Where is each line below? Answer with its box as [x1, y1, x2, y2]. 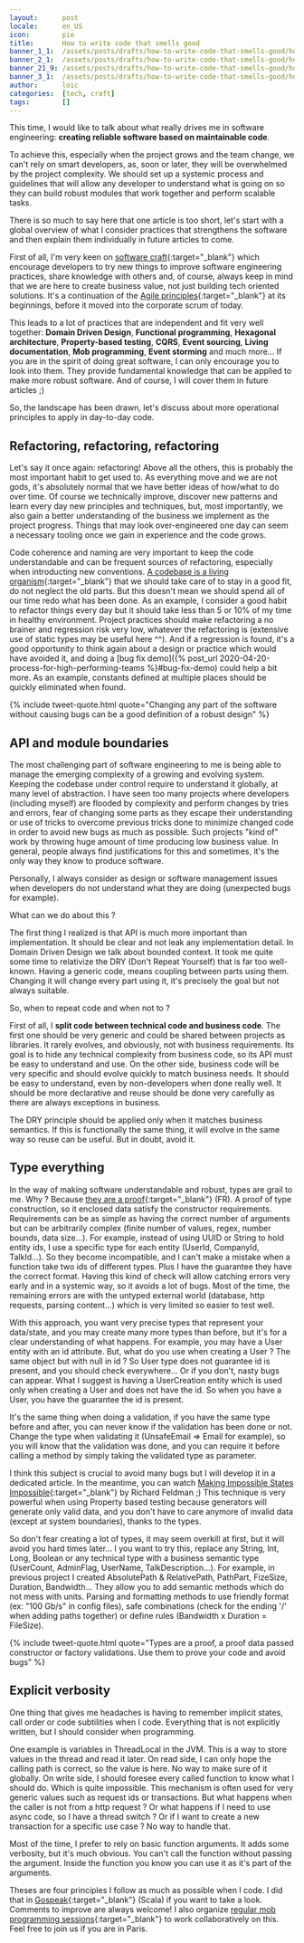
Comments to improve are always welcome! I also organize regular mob [9, 1903, 276, 1915]
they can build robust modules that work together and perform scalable [9, 187, 276, 199]
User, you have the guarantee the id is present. [9, 1393, 184, 1404]
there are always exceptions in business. [9, 1097, 161, 1107]
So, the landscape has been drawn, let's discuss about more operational [9, 402, 280, 413]
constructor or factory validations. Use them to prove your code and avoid [9, 1647, 286, 1658]
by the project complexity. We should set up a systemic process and [9, 168, 264, 179]
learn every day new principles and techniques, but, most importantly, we [9, 501, 283, 512]
